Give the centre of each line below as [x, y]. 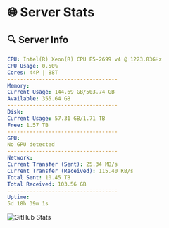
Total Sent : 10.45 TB [39, 177]
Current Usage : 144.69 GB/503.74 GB [61, 92]
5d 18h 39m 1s [28, 204]
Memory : [19, 85]
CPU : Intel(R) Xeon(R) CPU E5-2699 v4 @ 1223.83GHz [84, 59]
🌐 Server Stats [51, 12]
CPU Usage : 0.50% [33, 66]
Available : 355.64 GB [39, 99]
